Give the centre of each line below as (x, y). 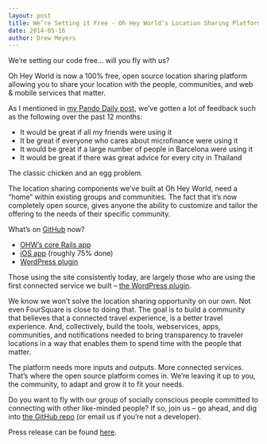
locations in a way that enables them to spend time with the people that (125, 344)
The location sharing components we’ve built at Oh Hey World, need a (123, 189)
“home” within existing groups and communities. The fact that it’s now (123, 197)
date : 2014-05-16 (37, 30)
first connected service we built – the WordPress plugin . (100, 286)
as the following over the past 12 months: (75, 117)
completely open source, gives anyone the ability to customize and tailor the (133, 206)
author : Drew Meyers (43, 38)
